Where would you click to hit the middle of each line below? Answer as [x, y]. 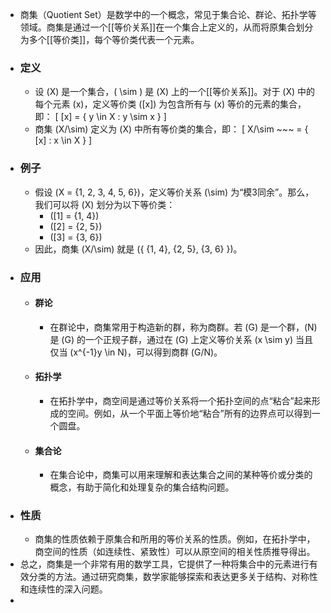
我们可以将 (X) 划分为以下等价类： [105, 204]
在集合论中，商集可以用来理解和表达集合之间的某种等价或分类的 [181, 475]
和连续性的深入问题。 [63, 589]
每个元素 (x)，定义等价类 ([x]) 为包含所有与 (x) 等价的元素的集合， [170, 104]
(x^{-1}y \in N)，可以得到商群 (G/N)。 [146, 352]
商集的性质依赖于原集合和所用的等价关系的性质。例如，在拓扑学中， [175, 539]
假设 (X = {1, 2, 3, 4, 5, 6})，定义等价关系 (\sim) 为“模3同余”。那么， [174, 192]
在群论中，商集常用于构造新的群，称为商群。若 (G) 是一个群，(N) [183, 327]
